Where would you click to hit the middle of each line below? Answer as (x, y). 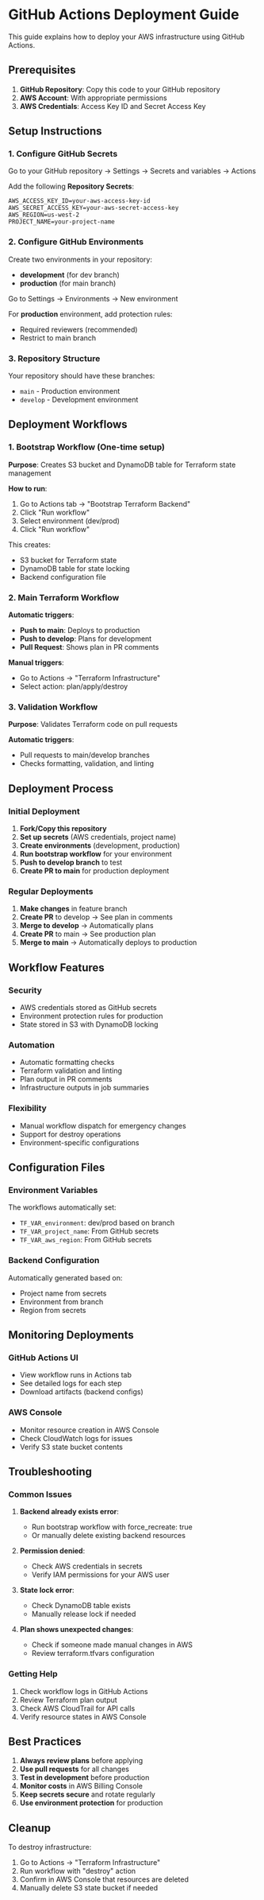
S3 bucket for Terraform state (68, 560)
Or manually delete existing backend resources (109, 1536)
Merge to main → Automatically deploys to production (108, 942)
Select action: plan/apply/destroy (74, 686)
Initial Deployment (44, 811)
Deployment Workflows (68, 424)
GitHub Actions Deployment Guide (124, 15)
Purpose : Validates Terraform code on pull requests (93, 725)
